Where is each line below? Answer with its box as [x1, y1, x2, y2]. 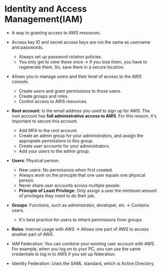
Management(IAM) [4, 14, 83, 25]
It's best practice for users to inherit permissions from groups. [18, 217, 144, 222]
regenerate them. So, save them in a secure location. [18, 64, 125, 70]
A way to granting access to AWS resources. [11, 30, 101, 35]
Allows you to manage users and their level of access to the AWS [11, 73, 142, 79]
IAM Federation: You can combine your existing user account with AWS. [11, 240, 156, 246]
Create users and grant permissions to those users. [18, 88, 122, 94]
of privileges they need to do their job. [18, 193, 96, 199]
